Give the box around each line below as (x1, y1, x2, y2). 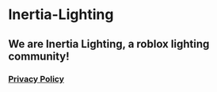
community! (8, 49, 70, 63)
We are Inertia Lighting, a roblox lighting (8, 37, 210, 51)
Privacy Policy (8, 73, 65, 84)
